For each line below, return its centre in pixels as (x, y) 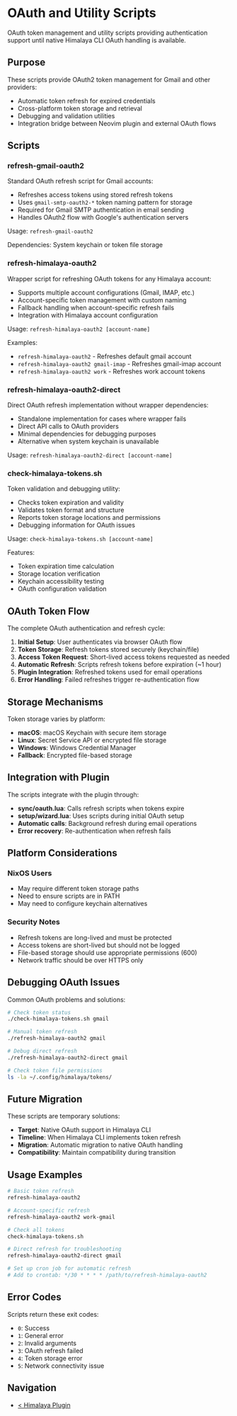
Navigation (32, 1388)
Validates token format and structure (71, 510)
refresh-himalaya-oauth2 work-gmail (61, 1217)
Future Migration (45, 1099)
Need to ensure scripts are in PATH (69, 896)
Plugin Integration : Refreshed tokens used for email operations (110, 672)
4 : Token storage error (50, 1358)
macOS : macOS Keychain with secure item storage (92, 732)
